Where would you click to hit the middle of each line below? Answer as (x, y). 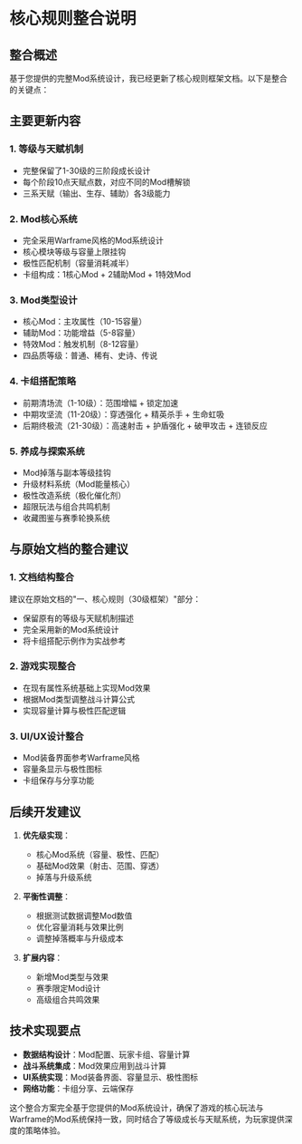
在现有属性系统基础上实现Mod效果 (86, 688)
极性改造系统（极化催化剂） (74, 495)
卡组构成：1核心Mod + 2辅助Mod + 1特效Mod (107, 274)
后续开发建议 (45, 812)
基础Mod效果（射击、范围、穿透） (100, 866)
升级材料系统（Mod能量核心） (79, 484)
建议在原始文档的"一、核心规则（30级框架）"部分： (105, 598)
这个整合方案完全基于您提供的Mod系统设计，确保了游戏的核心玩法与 (137, 1108)
